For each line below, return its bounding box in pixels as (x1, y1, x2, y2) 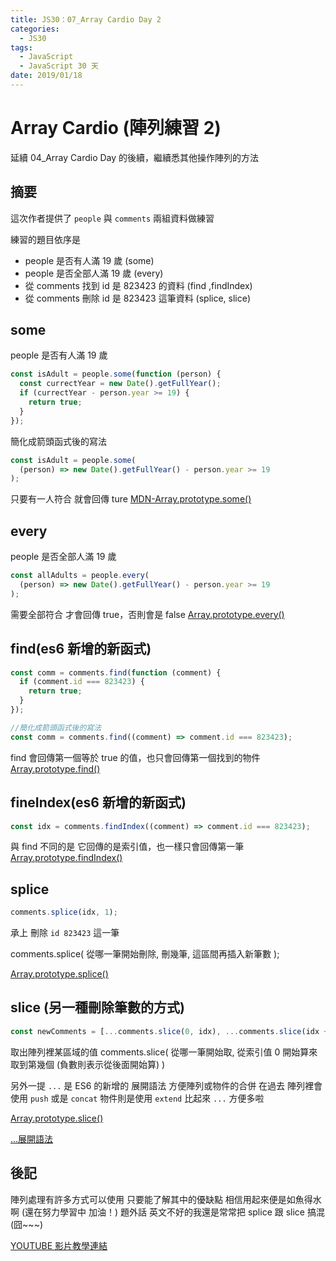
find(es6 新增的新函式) (10, 641, 152, 658)
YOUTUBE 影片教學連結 (10, 1239, 108, 1251)
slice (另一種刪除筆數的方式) (10, 999, 185, 1016)
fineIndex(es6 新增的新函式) (10, 794, 187, 811)
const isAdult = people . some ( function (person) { (10, 369, 222, 380)
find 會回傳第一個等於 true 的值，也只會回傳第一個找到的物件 (10, 751, 261, 763)
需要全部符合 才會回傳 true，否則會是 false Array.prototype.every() (10, 608, 285, 620)
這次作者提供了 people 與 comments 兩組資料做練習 (10, 212, 215, 224)
